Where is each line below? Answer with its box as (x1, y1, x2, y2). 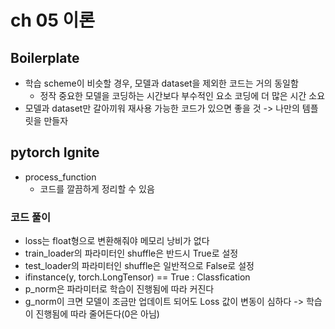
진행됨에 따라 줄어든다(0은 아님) (35, 308, 160, 320)
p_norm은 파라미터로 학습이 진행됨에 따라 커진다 (24, 283, 215, 295)
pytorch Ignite (10, 144, 100, 161)
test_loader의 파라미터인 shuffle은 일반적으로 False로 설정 (24, 260, 255, 272)
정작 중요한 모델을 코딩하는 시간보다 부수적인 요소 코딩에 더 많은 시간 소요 (39, 90, 326, 101)
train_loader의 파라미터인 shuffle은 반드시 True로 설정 (24, 247, 239, 260)
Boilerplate (10, 49, 80, 66)
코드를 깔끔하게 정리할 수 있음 (39, 182, 155, 195)
